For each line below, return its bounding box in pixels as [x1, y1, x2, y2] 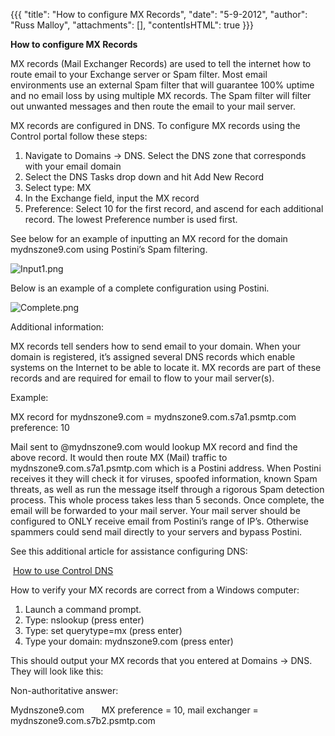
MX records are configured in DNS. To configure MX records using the [10, 120, 301, 131]
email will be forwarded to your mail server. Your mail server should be [10, 505, 301, 516]
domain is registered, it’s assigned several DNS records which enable [10, 351, 296, 363]
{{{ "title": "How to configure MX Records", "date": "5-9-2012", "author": [10, 9, 308, 20]
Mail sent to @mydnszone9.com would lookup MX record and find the [10, 441, 298, 453]
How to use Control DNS [12, 565, 114, 576]
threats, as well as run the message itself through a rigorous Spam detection [10, 484, 325, 495]
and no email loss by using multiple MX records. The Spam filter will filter [10, 90, 312, 101]
